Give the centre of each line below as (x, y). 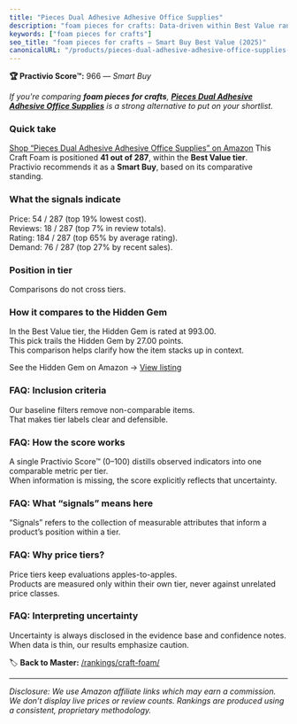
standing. (27, 176)
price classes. (34, 593)
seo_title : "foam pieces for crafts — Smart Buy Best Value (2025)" (138, 42)
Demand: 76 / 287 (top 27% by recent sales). (91, 247)
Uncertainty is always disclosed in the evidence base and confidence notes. (148, 635)
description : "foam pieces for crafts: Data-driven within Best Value (142, 26)
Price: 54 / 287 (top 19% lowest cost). (78, 219)
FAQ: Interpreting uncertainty (74, 616)
